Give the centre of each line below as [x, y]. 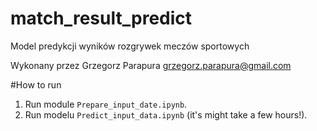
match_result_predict [101, 18]
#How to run [36, 84]
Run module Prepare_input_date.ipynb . [106, 104]
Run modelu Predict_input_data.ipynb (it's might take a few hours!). [166, 114]
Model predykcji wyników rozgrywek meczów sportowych [130, 46]
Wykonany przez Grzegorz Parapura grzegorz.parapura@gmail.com [151, 65]
